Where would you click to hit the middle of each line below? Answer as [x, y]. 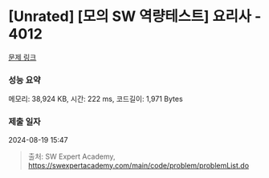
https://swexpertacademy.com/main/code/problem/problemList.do [139, 165]
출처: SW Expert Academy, [71, 156]
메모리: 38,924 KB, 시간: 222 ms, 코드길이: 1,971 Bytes [96, 99]
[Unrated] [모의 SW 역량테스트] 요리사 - [135, 16]
